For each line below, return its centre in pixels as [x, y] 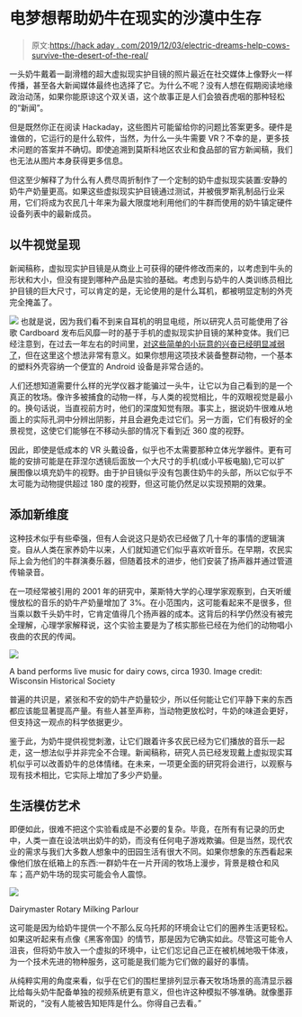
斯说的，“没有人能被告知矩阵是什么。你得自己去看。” [106, 1003]
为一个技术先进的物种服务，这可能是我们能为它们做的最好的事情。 [131, 962]
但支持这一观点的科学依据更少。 [68, 721]
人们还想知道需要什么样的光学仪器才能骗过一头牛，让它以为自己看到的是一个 [151, 385]
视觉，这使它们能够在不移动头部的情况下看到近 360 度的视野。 [133, 430]
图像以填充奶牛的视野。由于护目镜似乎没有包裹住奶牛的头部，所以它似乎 [151, 472]
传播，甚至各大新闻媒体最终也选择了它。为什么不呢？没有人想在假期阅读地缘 [151, 85]
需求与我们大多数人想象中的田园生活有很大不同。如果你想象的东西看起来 [159, 852]
